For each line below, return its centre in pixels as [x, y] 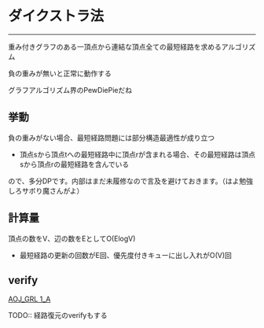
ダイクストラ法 [56, 16]
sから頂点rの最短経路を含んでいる [74, 164]
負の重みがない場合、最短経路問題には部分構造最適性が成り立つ [111, 138]
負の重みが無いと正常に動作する [60, 73]
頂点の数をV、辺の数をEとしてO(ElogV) [72, 238]
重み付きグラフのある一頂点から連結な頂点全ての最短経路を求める [115, 46]
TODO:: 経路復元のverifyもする [58, 315]
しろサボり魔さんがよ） [46, 190]
